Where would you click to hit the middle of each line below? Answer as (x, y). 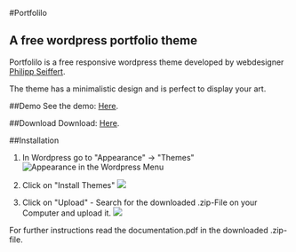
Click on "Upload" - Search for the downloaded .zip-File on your (140, 202)
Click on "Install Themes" (68, 185)
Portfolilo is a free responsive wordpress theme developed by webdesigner (147, 62)
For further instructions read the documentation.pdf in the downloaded (139, 230)
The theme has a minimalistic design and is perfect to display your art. (138, 89)
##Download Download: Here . (64, 122)
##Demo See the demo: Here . (64, 106)
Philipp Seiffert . (37, 71)
